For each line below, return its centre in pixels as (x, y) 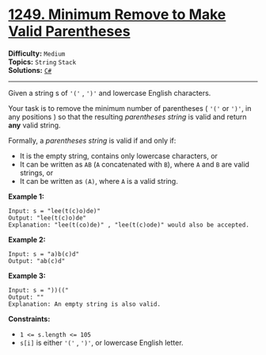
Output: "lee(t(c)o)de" (47, 218)
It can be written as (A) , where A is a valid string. (99, 181)
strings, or (36, 173)
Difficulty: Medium (37, 53)
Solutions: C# (30, 70)
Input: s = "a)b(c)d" (44, 254)
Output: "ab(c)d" (37, 261)
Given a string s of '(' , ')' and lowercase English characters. (110, 93)
